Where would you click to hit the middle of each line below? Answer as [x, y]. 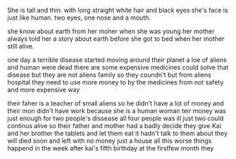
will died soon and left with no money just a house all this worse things [110, 141]
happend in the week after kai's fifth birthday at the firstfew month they [111, 148]
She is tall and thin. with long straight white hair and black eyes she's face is [118, 10]
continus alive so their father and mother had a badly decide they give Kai [114, 126]
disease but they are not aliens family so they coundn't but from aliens [109, 75]
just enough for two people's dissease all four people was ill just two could [116, 118]
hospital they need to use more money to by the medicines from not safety [116, 82]
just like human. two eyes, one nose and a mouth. [79, 18]
